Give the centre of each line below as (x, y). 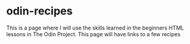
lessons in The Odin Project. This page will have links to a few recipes (93, 34)
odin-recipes (39, 11)
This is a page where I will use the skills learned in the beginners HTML (95, 28)
